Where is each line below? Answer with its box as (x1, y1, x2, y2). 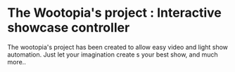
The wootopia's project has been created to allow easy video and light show (7, 43, 229, 51)
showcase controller (7, 20, 130, 36)
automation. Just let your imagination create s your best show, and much (7, 50, 218, 59)
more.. (7, 57, 26, 66)
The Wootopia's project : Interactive (7, 5, 222, 21)
